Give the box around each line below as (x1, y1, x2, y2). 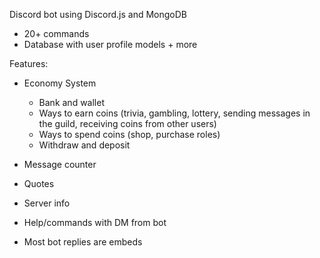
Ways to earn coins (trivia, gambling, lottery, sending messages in (38, 107, 311, 119)
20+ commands (23, 28, 90, 39)
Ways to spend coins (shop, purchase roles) (38, 129, 221, 140)
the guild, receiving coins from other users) (38, 118, 217, 129)
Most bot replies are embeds (23, 236, 143, 248)
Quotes (23, 178, 55, 189)
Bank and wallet (38, 97, 105, 108)
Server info (23, 197, 71, 209)
